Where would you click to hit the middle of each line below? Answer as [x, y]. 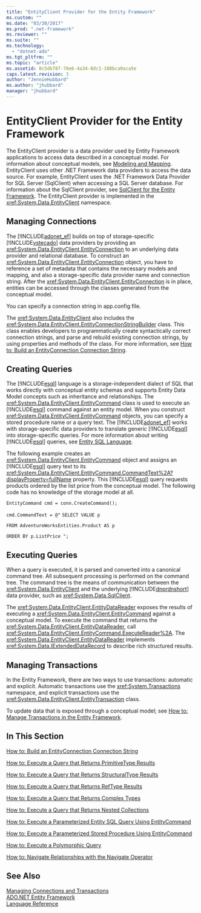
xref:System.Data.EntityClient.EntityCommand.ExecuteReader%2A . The [96, 633]
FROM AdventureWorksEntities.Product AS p [61, 526]
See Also [23, 876]
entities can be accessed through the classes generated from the [88, 288]
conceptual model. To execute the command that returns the [82, 620]
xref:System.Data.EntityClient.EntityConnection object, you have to [90, 262]
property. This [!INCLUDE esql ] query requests [130, 479]
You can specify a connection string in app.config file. [74, 306]
